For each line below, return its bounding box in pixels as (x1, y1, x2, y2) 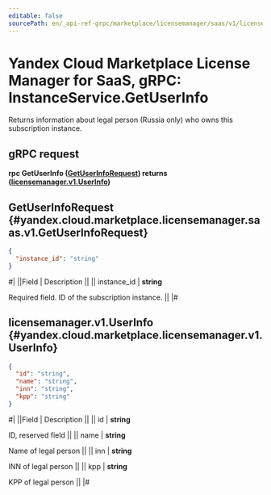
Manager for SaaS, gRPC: (8, 71, 181, 90)
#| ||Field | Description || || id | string (8, 414, 131, 424)
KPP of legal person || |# (8, 477, 90, 487)
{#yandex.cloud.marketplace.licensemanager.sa (8, 213, 261, 227)
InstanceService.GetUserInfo (8, 88, 209, 107)
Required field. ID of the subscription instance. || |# (8, 292, 179, 302)
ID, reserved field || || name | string (8, 430, 127, 440)
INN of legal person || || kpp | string (8, 461, 127, 471)
